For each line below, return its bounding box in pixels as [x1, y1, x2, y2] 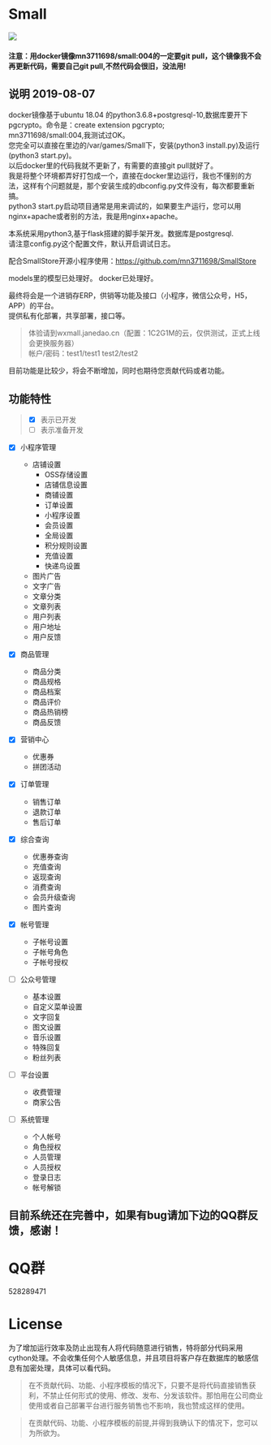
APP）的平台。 [8, 301, 58, 311]
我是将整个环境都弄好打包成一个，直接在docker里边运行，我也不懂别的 [8, 171, 245, 181]
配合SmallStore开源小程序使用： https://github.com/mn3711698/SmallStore [8, 257, 257, 266]
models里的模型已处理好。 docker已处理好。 [8, 274, 158, 283]
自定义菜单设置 [32, 1002, 83, 1011]
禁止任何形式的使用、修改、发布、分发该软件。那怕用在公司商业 [49, 1391, 264, 1400]
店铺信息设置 [44, 480, 88, 490]
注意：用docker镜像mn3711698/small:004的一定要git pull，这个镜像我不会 [8, 50, 262, 61]
